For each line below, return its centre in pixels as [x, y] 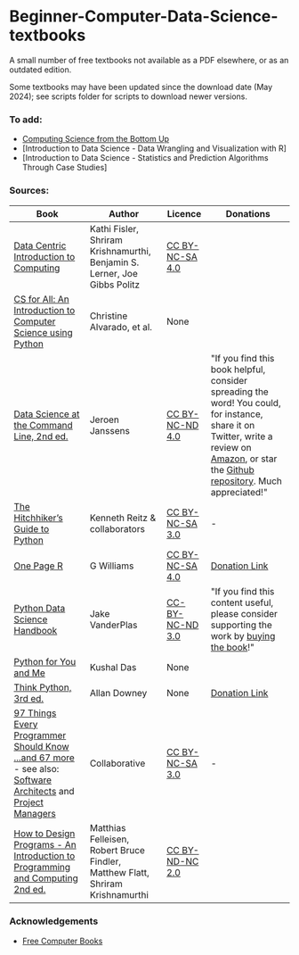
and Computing [46, 878]
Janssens [110, 430]
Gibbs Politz [115, 285]
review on [231, 447]
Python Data [40, 608]
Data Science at [47, 414]
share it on [233, 425]
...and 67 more [44, 758]
